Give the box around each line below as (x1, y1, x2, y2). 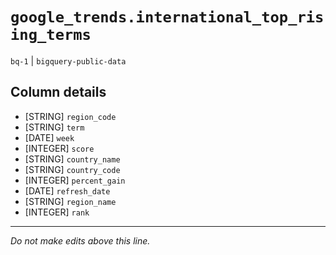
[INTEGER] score (24, 142, 95, 154)
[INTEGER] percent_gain (24, 174, 126, 186)
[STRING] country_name (24, 153, 121, 165)
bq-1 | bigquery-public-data (10, 54, 127, 67)
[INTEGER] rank (24, 206, 90, 218)
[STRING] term (24, 121, 85, 133)
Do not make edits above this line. (10, 234, 151, 247)
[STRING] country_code (24, 163, 121, 175)
